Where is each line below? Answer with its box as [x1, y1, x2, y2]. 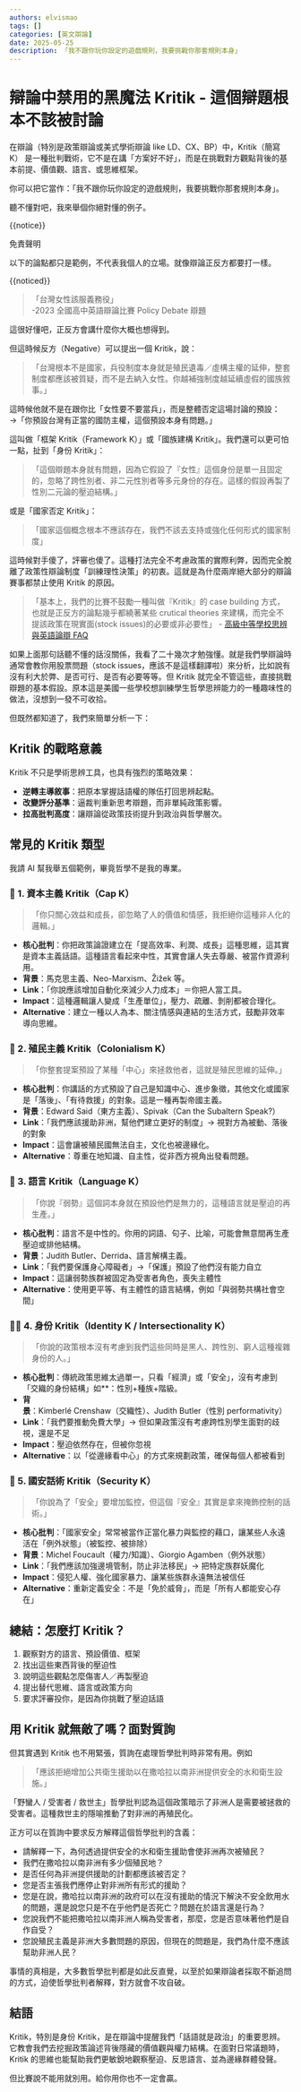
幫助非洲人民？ [21, 1946, 78, 1958]
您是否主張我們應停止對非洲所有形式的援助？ [21, 1879, 188, 1890]
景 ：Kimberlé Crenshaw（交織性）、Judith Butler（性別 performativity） [21, 1405, 288, 1416]
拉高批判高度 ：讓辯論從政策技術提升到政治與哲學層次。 [21, 808, 227, 819]
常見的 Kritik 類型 [9, 837, 105, 852]
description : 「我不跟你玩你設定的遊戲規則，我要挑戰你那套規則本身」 [9, 47, 242, 56]
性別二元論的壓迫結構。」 [30, 486, 123, 497]
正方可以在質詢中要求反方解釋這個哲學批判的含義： [9, 1827, 198, 1838]
